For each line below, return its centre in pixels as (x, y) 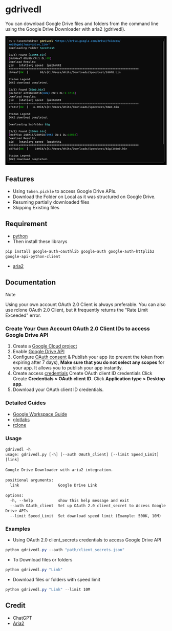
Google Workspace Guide (40, 414)
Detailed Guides (26, 403)
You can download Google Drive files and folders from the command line (82, 24)
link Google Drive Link (53, 485)
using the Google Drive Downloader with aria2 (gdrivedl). (65, 29)
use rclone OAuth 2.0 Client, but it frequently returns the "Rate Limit (77, 310)
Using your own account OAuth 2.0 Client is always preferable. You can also (85, 304)
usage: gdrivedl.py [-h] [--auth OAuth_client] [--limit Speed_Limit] (82, 454)
